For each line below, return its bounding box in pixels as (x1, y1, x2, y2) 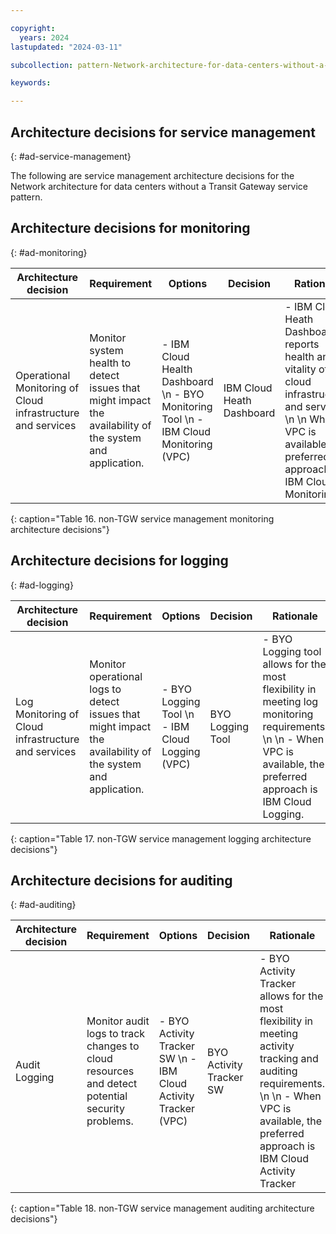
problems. (86, 1114, 134, 1128)
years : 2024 (19, 32, 70, 43)
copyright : (10, 23, 56, 33)
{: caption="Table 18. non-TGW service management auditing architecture (10, 1202, 315, 1215)
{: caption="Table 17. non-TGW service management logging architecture (10, 832, 312, 845)
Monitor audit (86, 1014, 150, 1028)
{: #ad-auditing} (10, 899, 77, 911)
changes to (86, 1039, 140, 1053)
